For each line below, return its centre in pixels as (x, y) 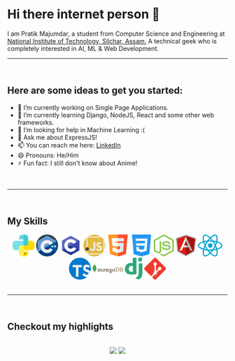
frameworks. (36, 122)
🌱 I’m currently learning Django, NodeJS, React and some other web (116, 115)
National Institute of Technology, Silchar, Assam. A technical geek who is (112, 41)
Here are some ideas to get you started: (95, 91)
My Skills (28, 221)
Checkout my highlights (60, 326)
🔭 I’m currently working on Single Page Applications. (93, 107)
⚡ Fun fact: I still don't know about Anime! (77, 163)
